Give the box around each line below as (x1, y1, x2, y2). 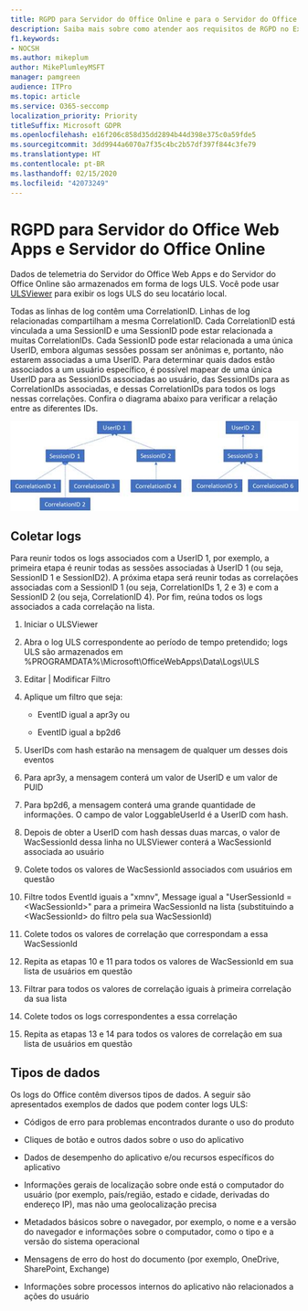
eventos (23, 754, 54, 765)
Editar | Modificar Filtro (23, 674, 111, 685)
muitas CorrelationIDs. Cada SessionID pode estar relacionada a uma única (10, 335, 293, 346)
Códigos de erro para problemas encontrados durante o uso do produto (23, 1116, 295, 1128)
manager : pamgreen (10, 73, 80, 82)
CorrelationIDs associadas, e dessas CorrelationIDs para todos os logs (10, 384, 276, 395)
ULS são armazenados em (23, 646, 123, 657)
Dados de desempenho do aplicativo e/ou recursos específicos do (23, 1152, 275, 1163)
